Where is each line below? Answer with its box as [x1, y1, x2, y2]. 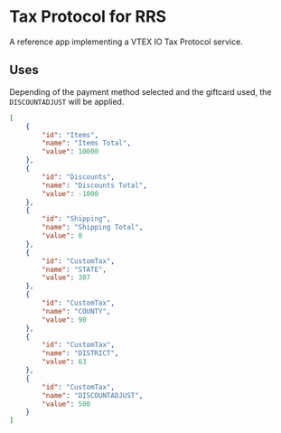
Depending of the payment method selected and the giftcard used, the [9, 86, 273, 97]
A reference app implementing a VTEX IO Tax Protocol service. [9, 36, 244, 47]
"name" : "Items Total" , [42, 138, 131, 148]
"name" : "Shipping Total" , [42, 223, 144, 232]
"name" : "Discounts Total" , [42, 181, 147, 190]
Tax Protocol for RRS [9, 6, 167, 27]
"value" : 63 [42, 357, 88, 367]
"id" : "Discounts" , [42, 172, 116, 182]
